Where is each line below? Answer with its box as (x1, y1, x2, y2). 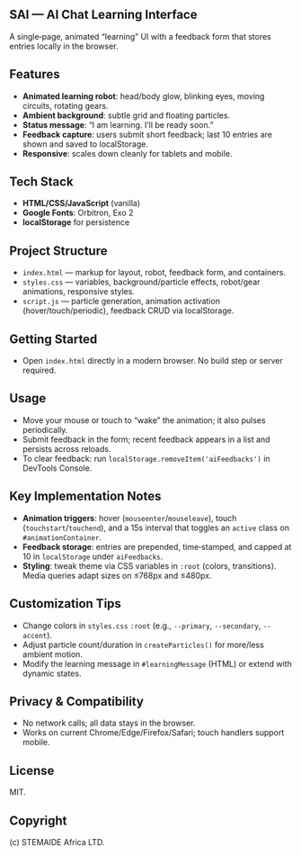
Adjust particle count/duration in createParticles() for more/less (22, 639, 265, 650)
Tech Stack (9, 175, 74, 190)
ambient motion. (22, 648, 84, 660)
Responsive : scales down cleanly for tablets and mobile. (22, 148, 233, 158)
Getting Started (9, 331, 98, 347)
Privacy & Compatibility (9, 693, 144, 709)
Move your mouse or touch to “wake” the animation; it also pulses (22, 414, 267, 426)
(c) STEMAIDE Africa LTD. (9, 836, 105, 847)
